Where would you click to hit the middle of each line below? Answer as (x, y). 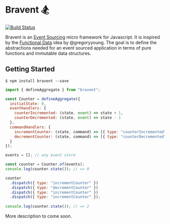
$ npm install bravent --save (37, 81)
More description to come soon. (39, 216)
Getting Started (30, 69)
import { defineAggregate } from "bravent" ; (53, 90)
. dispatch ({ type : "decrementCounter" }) (54, 188)
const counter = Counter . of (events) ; (45, 164)
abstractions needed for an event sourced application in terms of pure (78, 48)
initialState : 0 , (28, 104)
